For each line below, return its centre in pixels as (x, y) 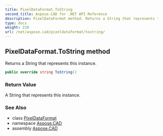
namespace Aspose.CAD (37, 123)
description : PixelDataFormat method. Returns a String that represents (80, 18)
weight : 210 (17, 28)
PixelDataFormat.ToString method (58, 52)
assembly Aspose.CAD (35, 128)
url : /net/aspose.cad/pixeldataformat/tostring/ (55, 32)
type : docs (16, 23)
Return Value (21, 84)
